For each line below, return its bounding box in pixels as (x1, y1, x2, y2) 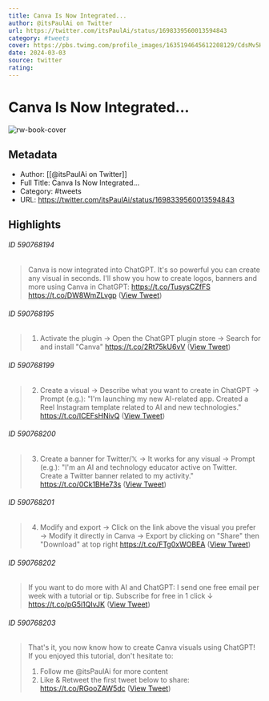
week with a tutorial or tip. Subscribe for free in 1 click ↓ (27, 591, 214, 601)
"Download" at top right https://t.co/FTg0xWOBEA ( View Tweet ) (39, 539, 251, 549)
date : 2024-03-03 (8, 49, 66, 57)
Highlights (8, 218, 62, 231)
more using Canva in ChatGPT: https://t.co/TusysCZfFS (27, 282, 211, 292)
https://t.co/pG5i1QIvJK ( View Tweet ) (27, 599, 151, 609)
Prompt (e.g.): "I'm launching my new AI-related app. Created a (39, 394, 249, 403)
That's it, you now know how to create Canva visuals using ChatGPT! (27, 643, 256, 652)
